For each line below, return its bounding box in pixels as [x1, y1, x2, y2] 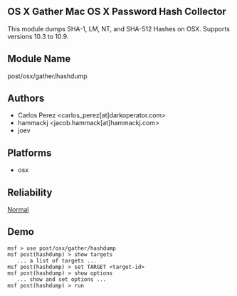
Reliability [7, 186, 53, 199]
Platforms [7, 147, 52, 159]
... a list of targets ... [16, 257, 98, 264]
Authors [7, 92, 45, 105]
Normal [7, 206, 29, 214]
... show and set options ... [16, 275, 107, 283]
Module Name [7, 53, 71, 65]
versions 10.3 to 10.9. [7, 32, 69, 41]
